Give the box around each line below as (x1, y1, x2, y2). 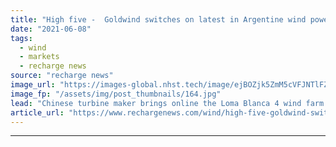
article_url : (10, 107, 65, 118)
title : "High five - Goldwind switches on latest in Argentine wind (10, 14, 307, 25)
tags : (10, 33, 33, 43)
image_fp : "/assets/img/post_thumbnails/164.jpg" (10, 89, 222, 99)
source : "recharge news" (10, 71, 114, 81)
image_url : (10, 80, 56, 90)
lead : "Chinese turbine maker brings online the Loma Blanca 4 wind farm (10, 98, 325, 108)
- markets (19, 52, 60, 62)
